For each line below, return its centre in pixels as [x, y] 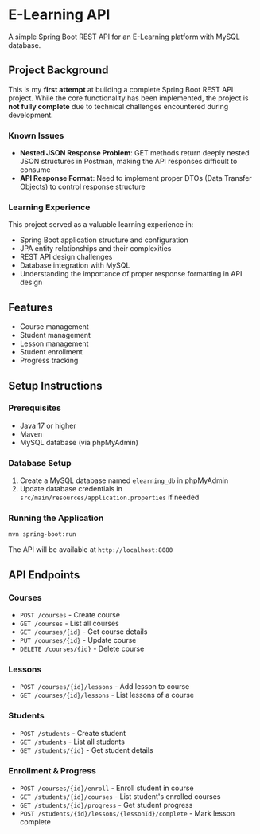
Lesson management [54, 343]
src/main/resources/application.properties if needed [109, 497]
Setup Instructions [55, 385]
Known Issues [36, 135]
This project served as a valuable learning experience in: [101, 225]
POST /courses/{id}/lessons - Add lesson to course [105, 687]
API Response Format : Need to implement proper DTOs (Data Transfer [136, 178]
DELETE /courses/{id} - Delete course [82, 648]
